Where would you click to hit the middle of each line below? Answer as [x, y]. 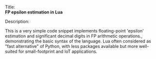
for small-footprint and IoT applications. [58, 51]
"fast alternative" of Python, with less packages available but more [71, 46]
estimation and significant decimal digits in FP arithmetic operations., [74, 36]
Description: [17, 22]
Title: [10, 7]
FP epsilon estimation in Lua [34, 12]
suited [11, 51]
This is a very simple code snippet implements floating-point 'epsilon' [75, 31]
